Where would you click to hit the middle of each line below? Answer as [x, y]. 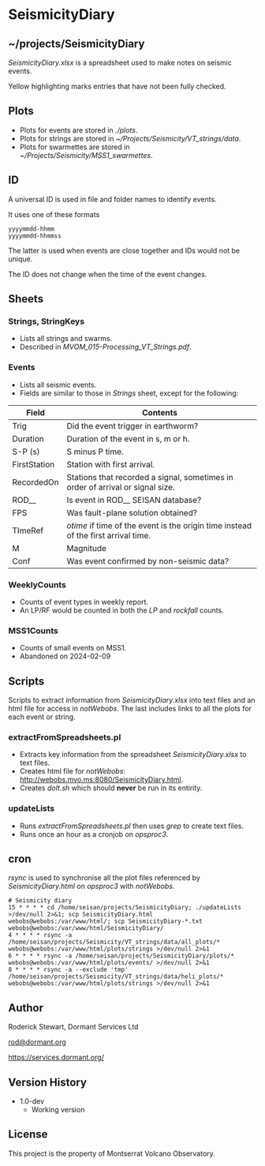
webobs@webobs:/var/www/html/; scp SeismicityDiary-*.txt [105, 921]
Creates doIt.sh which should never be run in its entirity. [111, 788]
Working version [58, 1110]
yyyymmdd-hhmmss [35, 236]
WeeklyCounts [37, 584]
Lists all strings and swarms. [66, 339]
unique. [21, 259]
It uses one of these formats [54, 214]
